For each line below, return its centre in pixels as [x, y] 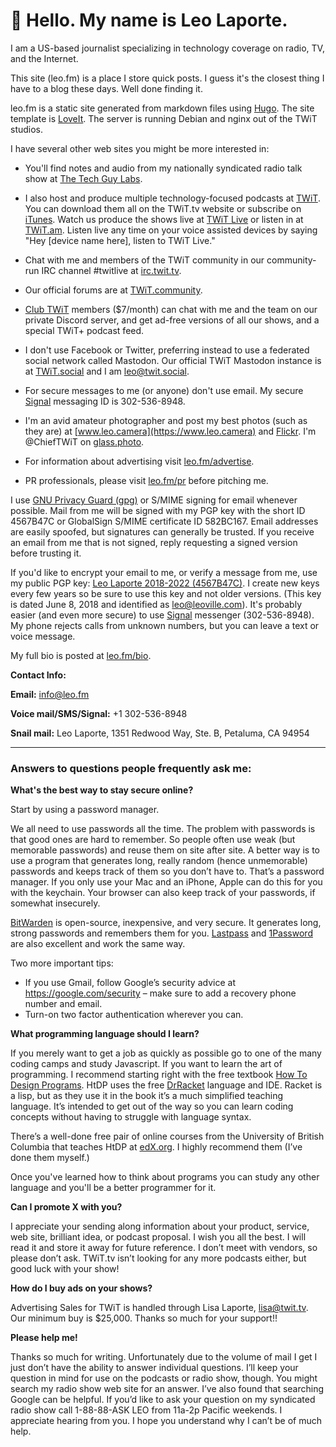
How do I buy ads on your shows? [81, 1288]
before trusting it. [46, 553]
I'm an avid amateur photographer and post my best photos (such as [166, 420]
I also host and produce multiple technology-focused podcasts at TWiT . [172, 198]
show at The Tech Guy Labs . [83, 178]
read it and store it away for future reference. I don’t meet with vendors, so [164, 1248]
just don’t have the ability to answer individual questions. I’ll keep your [154, 1368]
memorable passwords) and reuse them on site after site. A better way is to [165, 850]
